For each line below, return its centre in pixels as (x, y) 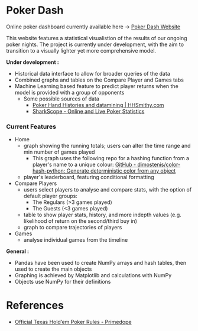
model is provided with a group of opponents (69, 92)
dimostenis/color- (159, 165)
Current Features (31, 126)
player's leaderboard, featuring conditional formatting (89, 177)
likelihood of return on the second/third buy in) (80, 221)
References (35, 306)
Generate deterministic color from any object (121, 171)
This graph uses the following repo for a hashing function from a (111, 158)
